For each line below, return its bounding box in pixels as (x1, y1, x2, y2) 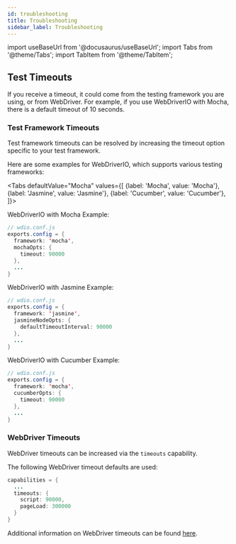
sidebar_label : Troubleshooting (7, 23, 103, 31)
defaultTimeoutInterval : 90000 (20, 323, 113, 330)
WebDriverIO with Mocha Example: (7, 210, 110, 219)
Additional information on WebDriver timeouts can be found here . (7, 528, 198, 537)
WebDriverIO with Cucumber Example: (7, 356, 120, 364)
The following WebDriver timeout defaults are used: (7, 462, 158, 471)
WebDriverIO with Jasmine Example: (7, 283, 114, 292)
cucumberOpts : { (13, 390, 62, 397)
